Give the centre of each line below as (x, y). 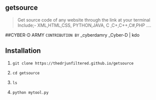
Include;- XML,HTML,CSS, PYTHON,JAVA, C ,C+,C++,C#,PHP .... (84, 25)
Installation (23, 51)
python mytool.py (30, 92)
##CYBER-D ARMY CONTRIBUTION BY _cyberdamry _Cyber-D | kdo (72, 35)
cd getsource (26, 73)
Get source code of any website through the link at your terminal (84, 20)
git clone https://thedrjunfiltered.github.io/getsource (73, 63)
